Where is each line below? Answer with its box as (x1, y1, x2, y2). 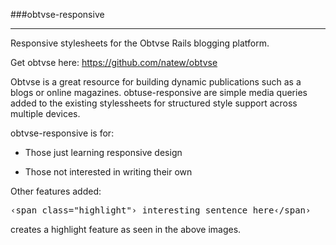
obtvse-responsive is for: (10, 127, 115, 139)
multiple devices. (10, 108, 81, 119)
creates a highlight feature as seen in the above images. (10, 224, 242, 235)
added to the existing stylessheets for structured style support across (10, 97, 298, 109)
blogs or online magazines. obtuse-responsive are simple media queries (10, 87, 308, 98)
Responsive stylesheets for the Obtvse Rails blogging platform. (10, 37, 270, 49)
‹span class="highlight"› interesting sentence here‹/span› (10, 205, 312, 216)
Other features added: (10, 185, 102, 197)
